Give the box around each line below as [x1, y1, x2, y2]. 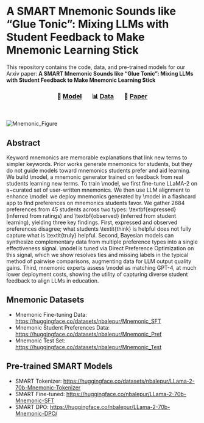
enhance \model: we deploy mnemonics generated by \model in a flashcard [6, 193, 196, 200]
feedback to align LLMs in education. [6, 277, 99, 284]
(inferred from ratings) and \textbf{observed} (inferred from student [6, 212, 177, 220]
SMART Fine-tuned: [15, 390, 65, 397]
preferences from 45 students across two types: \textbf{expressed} [6, 206, 177, 213]
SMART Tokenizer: [15, 377, 62, 385]
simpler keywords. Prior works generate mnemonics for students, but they [6, 161, 193, 168]
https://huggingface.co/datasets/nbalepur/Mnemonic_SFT [15, 317, 161, 325]
